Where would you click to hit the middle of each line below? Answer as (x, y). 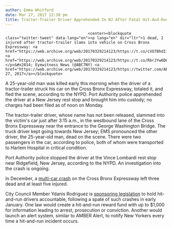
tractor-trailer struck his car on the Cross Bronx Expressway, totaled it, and (84, 89)
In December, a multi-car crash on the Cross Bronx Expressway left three (82, 179)
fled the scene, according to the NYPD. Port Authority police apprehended (84, 94)
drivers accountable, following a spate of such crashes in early (90, 199)
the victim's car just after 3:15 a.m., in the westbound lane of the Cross (80, 120)
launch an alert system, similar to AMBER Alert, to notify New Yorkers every (85, 216)
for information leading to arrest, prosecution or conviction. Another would (84, 210)
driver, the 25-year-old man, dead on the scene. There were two (73, 137)
